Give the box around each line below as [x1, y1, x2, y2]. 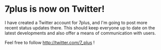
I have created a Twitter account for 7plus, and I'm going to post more [4, 20, 148, 25]
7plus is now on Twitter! [4, 3, 105, 15]
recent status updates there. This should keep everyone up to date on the [4, 25, 155, 30]
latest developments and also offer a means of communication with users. [4, 30, 156, 36]
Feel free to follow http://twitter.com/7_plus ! [4, 39, 95, 45]
